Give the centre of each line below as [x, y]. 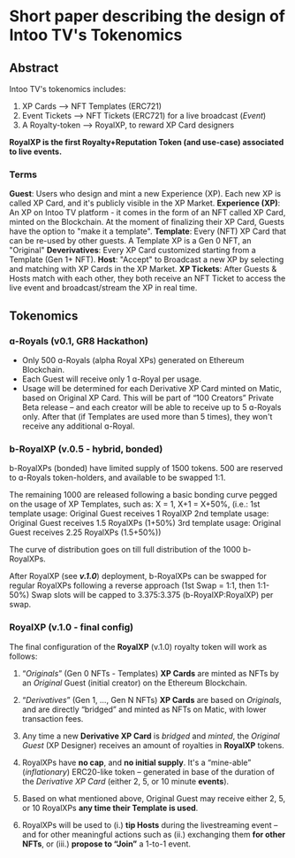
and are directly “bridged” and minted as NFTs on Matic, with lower [144, 709]
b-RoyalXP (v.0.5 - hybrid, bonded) [86, 449]
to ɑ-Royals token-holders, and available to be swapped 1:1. [117, 478]
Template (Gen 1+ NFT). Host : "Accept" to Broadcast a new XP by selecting [147, 259]
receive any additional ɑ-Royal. [78, 426]
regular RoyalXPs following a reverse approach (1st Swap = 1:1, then [132, 585]
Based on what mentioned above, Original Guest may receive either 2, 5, [154, 798]
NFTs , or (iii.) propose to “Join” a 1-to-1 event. [106, 844]
